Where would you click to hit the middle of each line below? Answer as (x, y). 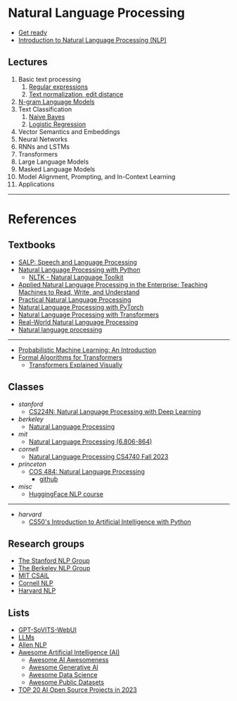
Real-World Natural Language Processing (78, 322)
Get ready (33, 32)
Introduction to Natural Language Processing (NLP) (92, 39)
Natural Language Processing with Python (79, 269)
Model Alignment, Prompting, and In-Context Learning (97, 176)
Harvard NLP (37, 591)
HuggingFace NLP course (66, 494)
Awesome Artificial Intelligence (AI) (69, 652)
